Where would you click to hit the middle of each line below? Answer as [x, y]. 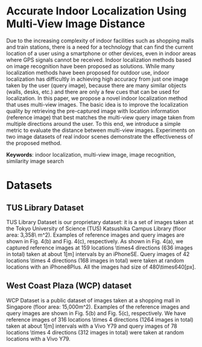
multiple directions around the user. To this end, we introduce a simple [93, 123]
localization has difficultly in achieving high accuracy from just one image [97, 79]
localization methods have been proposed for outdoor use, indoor [88, 72]
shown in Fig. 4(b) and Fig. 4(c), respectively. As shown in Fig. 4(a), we [95, 241]
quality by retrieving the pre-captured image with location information [93, 111]
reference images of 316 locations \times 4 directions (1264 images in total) [100, 319]
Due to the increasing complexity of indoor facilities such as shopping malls [100, 40]
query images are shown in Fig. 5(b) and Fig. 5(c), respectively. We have [96, 313]
